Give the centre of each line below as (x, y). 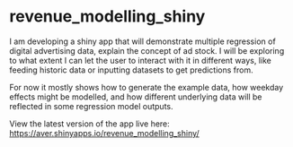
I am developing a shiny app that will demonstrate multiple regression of (142, 41)
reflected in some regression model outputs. (91, 106)
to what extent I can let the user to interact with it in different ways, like (141, 60)
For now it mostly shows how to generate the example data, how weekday (146, 87)
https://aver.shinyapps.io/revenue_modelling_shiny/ (104, 133)
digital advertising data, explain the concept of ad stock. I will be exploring (147, 50)
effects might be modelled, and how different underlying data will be (136, 97)
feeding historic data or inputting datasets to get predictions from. (131, 70)
